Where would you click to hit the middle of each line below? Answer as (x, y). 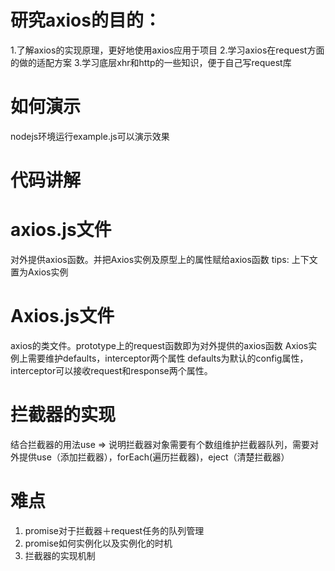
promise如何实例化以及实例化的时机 (98, 543)
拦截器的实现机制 (60, 555)
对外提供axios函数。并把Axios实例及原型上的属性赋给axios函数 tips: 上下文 (164, 259)
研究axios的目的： (86, 20)
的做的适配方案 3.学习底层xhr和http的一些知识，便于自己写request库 (151, 62)
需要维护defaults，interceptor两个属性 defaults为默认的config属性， (168, 358)
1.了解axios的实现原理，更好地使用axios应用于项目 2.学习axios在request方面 (167, 50)
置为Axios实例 (39, 272)
